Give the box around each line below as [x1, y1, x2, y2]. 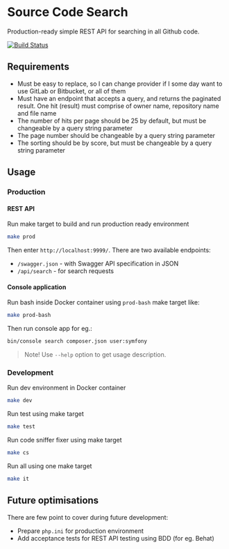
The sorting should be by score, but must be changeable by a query [17, 139, 212, 147]
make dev [7, 397, 33, 404]
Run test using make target [7, 410, 85, 418]
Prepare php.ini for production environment [17, 527, 144, 535]
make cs [7, 449, 30, 456]
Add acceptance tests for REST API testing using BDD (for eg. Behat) [17, 534, 215, 542]
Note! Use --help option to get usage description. [24, 350, 167, 359]
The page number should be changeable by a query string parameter [17, 131, 216, 139]
